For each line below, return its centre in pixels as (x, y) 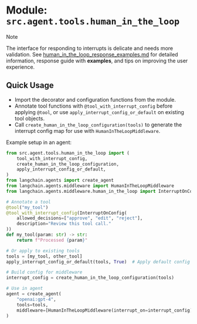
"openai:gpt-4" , (37, 299)
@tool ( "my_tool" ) (27, 207)
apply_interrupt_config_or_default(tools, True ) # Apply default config (98, 262)
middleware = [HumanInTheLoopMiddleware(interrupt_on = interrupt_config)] (106, 310)
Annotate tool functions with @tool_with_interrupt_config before (94, 106)
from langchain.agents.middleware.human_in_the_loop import (81, 191)
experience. (21, 67)
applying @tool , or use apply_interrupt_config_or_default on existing (99, 112)
